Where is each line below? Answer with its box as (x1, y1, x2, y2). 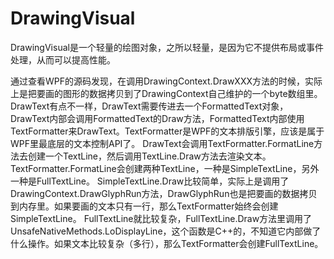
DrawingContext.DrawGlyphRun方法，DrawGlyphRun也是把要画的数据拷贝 (10, 187, 318, 199)
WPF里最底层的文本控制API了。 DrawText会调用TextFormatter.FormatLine (10, 137, 315, 149)
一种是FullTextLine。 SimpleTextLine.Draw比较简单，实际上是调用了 (10, 175, 290, 187)
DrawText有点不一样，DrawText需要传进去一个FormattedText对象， (10, 100, 289, 112)
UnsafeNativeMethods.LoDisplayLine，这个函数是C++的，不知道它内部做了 (10, 225, 322, 237)
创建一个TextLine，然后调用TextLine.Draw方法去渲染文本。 (27, 150, 272, 162)
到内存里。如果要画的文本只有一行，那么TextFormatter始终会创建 (10, 200, 279, 212)
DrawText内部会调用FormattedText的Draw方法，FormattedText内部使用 (10, 112, 305, 124)
